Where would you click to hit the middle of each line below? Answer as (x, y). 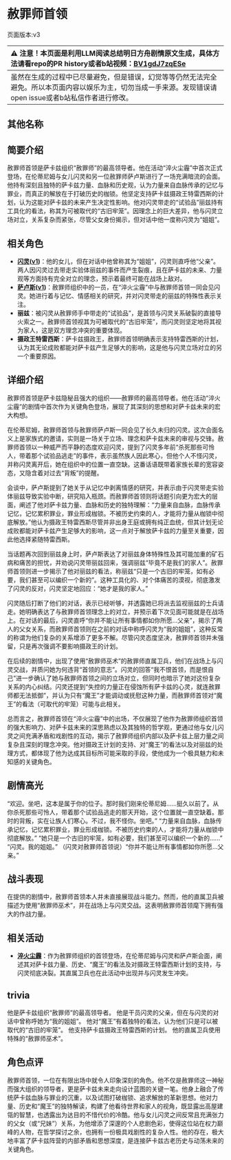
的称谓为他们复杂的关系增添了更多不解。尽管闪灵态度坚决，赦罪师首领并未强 (115, 637)
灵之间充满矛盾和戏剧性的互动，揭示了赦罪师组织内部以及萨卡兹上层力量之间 (115, 736)
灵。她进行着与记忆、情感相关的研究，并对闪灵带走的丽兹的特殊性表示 (117, 296)
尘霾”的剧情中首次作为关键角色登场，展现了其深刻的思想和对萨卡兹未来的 (111, 406)
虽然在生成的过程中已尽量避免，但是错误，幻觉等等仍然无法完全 (114, 77)
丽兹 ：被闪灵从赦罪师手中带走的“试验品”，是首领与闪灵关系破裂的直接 (116, 313)
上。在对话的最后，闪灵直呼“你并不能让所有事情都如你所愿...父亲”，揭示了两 (115, 620)
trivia (19, 995)
